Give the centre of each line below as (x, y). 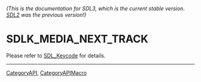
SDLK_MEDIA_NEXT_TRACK (77, 39)
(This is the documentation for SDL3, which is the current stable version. (96, 8)
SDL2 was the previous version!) (46, 14)
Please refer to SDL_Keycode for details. (56, 55)
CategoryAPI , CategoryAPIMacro (46, 72)
